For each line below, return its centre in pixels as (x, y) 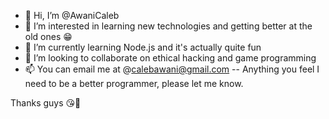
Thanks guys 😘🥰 (46, 103)
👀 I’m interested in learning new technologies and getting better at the (168, 26)
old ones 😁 (48, 36)
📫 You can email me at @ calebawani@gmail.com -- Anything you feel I (172, 69)
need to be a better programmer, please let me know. (134, 83)
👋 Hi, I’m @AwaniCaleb (72, 15)
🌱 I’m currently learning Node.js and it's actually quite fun (143, 47)
